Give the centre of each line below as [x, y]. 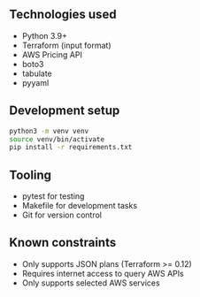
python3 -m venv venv [49, 131]
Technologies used [63, 15]
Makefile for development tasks [80, 206]
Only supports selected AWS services [91, 283]
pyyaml [35, 82]
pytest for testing [53, 196]
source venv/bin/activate [57, 139]
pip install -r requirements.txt [71, 148]
